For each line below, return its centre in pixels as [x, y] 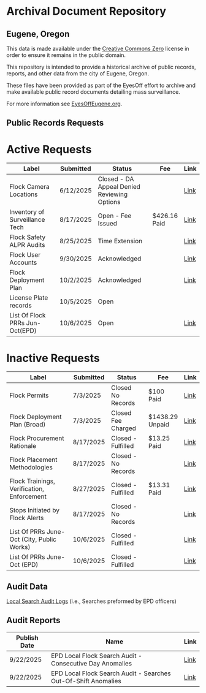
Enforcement [28, 496]
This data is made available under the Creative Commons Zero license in [98, 48]
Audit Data [27, 586]
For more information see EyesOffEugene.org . [64, 104]
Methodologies [31, 468]
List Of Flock [28, 316]
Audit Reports [33, 620]
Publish [27, 637]
